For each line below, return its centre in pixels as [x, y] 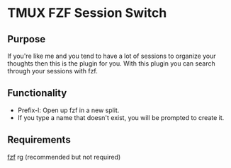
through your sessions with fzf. [52, 71]
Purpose [27, 39]
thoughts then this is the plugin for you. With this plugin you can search [111, 64]
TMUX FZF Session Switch [87, 13]
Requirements [39, 140]
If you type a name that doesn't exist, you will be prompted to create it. [121, 117]
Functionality [37, 93]
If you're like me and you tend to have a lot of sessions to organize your [112, 56]
